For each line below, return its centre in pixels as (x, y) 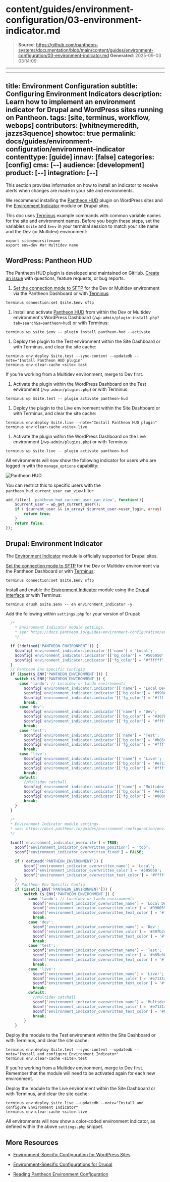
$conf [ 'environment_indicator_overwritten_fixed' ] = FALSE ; (79, 852)
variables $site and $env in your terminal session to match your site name (82, 226)
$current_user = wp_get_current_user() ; (58, 504)
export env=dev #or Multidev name (42, 245)
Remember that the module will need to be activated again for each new (80, 1073)
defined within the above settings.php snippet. (55, 1126)
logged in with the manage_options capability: (52, 466)
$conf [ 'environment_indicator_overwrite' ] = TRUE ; (65, 843)
